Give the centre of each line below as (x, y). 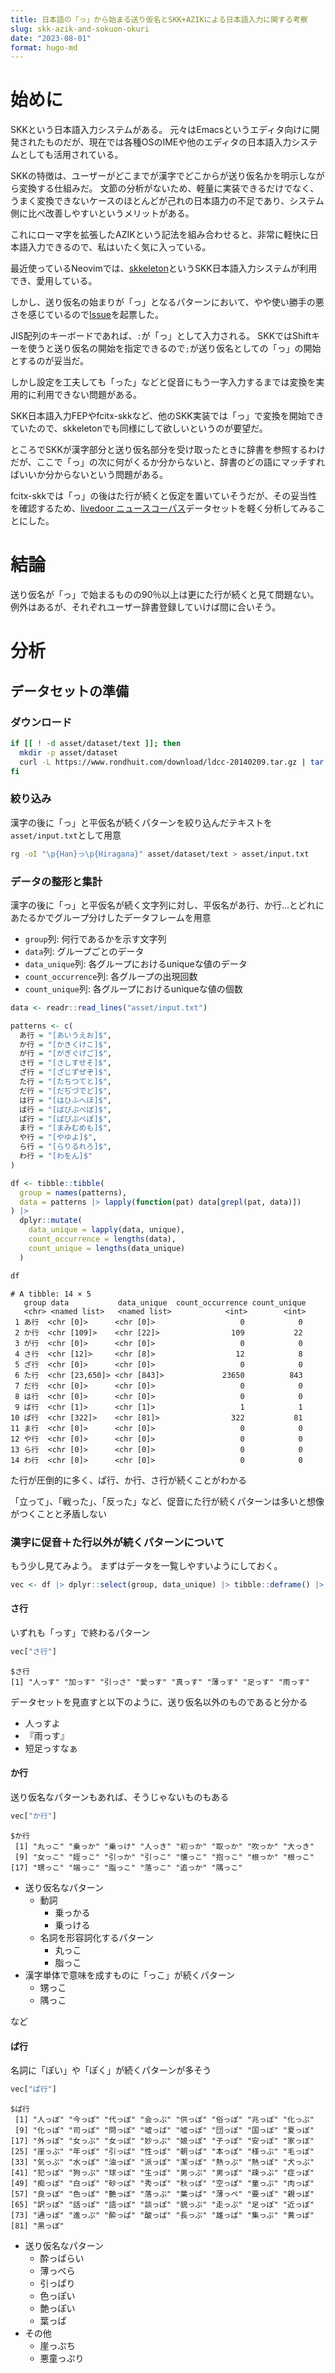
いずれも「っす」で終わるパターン (80, 1632)
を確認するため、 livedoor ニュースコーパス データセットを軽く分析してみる (163, 508)
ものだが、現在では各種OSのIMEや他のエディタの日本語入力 (168, 142)
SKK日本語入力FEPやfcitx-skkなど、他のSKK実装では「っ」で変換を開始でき (167, 416)
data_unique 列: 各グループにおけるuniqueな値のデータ (136, 963)
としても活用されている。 (71, 155)
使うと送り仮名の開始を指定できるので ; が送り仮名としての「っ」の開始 (174, 348)
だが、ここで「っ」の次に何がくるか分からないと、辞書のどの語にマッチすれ (167, 462)
